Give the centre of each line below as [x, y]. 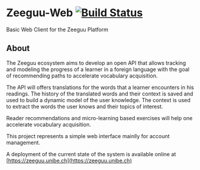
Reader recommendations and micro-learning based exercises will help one [99, 118]
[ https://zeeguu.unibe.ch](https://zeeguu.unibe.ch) [69, 160]
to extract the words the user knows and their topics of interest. [85, 106]
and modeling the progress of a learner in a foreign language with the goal [98, 69]
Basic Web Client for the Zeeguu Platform [57, 29]
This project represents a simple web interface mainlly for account [88, 136]
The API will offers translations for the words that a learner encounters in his [100, 87]
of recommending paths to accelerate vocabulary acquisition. [82, 76]
